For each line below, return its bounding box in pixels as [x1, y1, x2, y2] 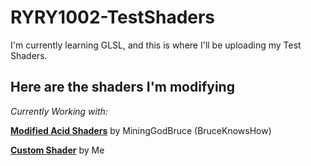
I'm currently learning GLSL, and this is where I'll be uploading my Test [10, 39, 302, 51]
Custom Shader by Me [10, 144, 105, 156]
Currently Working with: [10, 105, 108, 117]
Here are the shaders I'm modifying [10, 79, 235, 96]
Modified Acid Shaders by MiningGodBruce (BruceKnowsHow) [10, 124, 272, 136]
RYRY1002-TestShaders [10, 6, 216, 29]
